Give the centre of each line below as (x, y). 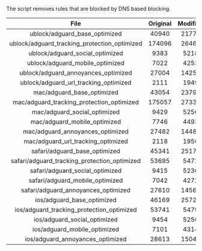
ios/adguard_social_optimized (76, 219)
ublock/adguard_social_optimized (76, 53)
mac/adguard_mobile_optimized (76, 122)
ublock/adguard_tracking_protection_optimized (76, 43)
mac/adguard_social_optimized (76, 112)
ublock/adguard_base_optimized (76, 34)
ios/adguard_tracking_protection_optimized (76, 210)
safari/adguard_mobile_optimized (76, 180)
